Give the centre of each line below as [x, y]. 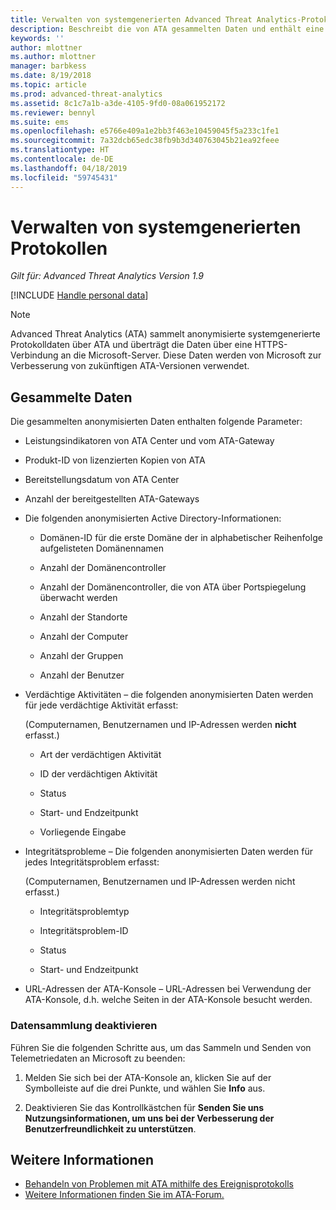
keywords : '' [37, 38]
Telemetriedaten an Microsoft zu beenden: [98, 1058]
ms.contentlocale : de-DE [62, 159]
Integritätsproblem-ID [84, 931]
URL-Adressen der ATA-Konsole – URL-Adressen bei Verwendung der [168, 989]
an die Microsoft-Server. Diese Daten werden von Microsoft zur [191, 355]
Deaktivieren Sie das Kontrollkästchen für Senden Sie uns [144, 1107]
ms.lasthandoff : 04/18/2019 [69, 168]
